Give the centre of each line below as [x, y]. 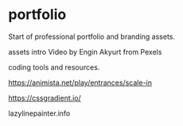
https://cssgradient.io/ [45, 97]
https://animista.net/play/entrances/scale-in [80, 82]
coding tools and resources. [54, 67]
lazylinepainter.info [39, 113]
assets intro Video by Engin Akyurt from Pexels [85, 52]
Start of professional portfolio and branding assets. [91, 36]
